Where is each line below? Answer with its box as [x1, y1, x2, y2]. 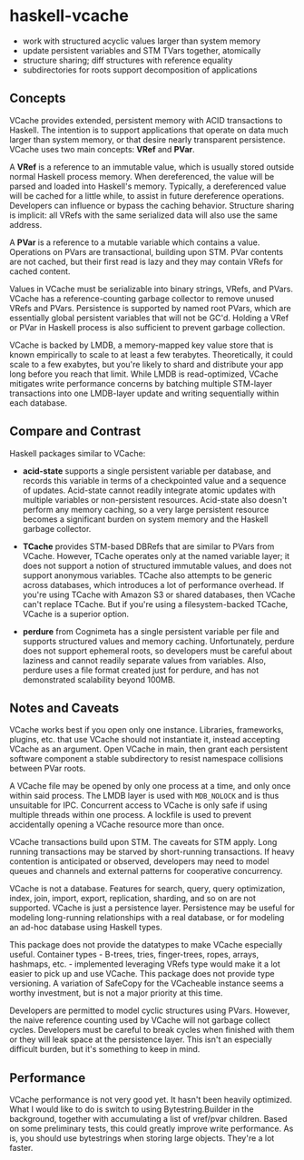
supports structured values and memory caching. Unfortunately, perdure [22, 635, 295, 646]
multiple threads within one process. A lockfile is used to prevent [9, 810, 252, 821]
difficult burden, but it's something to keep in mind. [9, 1044, 201, 1055]
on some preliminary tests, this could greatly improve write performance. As [9, 1123, 294, 1135]
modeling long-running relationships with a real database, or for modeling [9, 912, 285, 923]
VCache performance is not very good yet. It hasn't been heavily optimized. [9, 1095, 292, 1106]
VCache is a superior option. [22, 608, 130, 619]
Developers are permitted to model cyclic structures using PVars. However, [9, 1005, 290, 1017]
